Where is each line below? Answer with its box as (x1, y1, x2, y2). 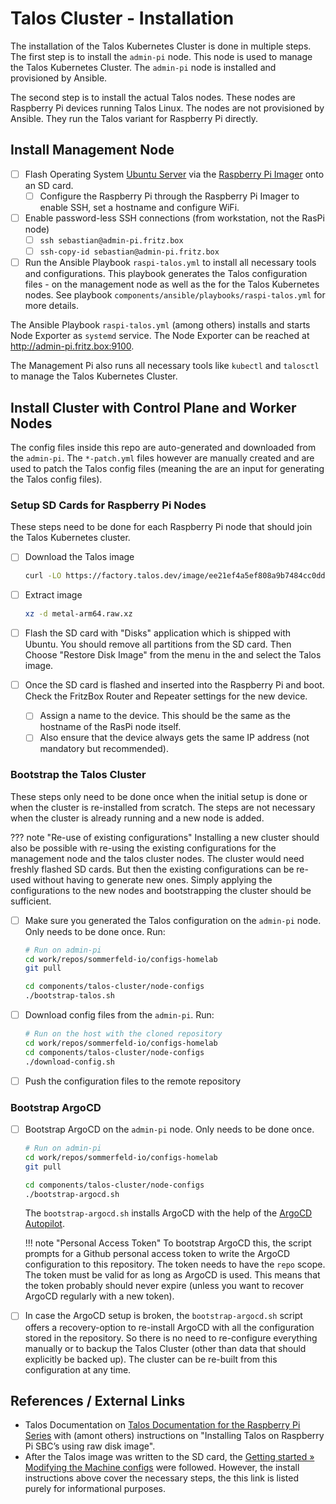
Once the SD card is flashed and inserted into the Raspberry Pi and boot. (24, 679, 325, 691)
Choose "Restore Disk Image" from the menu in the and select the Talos (24, 649, 322, 661)
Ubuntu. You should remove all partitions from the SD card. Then (24, 638, 292, 651)
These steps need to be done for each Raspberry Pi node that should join (10, 521, 313, 533)
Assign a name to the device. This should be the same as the (39, 710, 291, 722)
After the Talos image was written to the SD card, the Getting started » (24, 1451, 315, 1463)
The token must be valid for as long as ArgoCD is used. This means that (24, 1269, 321, 1281)
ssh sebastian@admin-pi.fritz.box (39, 235, 184, 246)
